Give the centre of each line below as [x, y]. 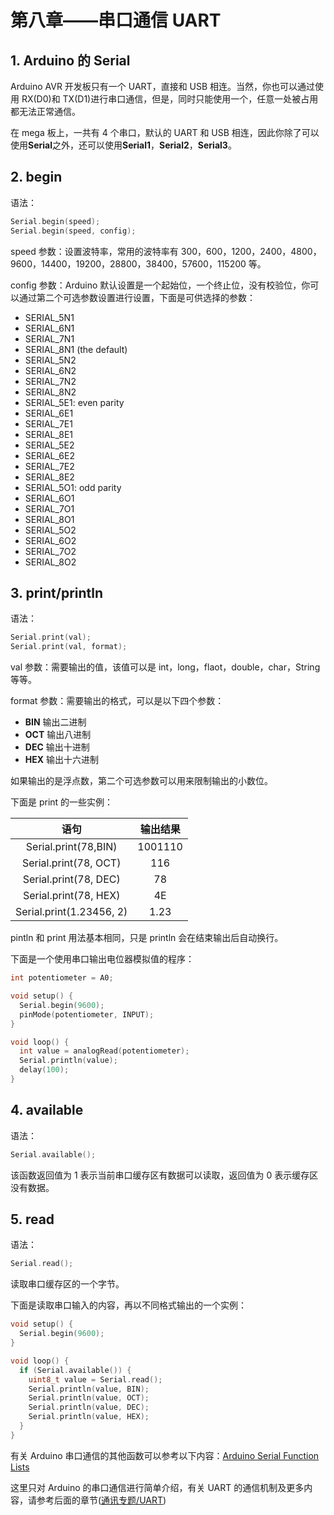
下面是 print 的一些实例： [62, 802]
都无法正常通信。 [45, 111]
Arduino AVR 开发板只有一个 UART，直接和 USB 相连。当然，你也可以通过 [163, 86]
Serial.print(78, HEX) [71, 896]
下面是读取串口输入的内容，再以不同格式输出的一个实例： [128, 1305]
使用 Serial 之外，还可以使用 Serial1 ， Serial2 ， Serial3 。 [123, 145]
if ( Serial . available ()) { [75, 1370]
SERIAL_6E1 [49, 413]
